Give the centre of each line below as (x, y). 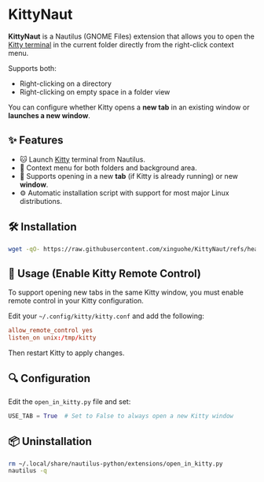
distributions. (41, 201)
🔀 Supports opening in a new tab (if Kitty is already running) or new (128, 176)
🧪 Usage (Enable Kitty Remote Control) (105, 273)
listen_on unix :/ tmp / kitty (52, 338)
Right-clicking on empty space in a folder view (95, 91)
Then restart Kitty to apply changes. (66, 353)
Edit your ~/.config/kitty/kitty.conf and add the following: (106, 316)
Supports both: (32, 68)
